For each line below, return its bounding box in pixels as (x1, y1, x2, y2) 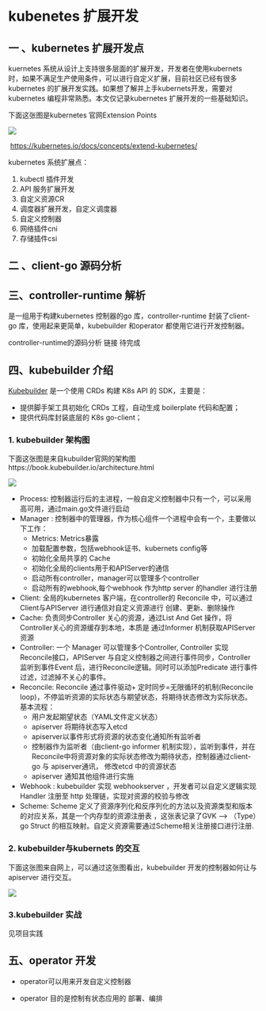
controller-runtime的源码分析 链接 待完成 (8, 338, 141, 347)
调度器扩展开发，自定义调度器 (19, 204, 117, 213)
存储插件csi (19, 234, 58, 243)
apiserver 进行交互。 (8, 872, 76, 882)
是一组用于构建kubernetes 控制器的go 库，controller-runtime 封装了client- (8, 311, 251, 321)
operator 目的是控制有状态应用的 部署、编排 (19, 993, 164, 1003)
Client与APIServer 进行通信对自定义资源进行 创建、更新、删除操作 (19, 603, 235, 613)
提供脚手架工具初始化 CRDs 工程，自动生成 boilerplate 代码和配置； (19, 403, 241, 412)
